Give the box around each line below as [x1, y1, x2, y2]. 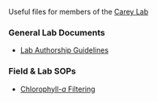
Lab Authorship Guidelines [19, 45, 109, 55]
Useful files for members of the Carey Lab [8, 7, 149, 16]
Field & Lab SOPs [8, 66, 77, 77]
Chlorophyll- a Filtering [19, 84, 95, 94]
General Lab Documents [8, 27, 105, 38]
